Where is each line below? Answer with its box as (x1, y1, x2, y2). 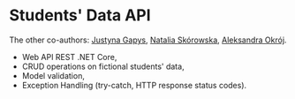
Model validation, (21, 70, 86, 80)
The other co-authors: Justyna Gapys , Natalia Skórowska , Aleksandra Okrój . (9, 34, 287, 45)
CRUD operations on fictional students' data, (21, 61, 185, 72)
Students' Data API (9, 5, 152, 26)
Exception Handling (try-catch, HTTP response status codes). (21, 80, 247, 90)
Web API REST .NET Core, (21, 51, 117, 62)
